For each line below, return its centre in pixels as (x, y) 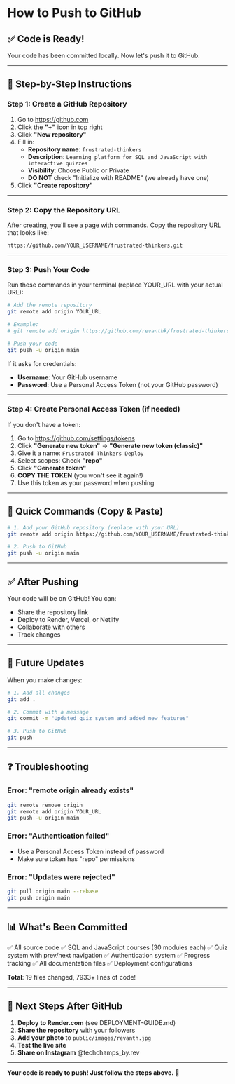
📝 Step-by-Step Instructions (70, 84)
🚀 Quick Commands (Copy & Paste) (85, 511)
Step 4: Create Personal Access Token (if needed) (94, 409)
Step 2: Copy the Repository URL (64, 210)
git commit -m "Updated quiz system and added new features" (98, 719)
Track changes (39, 634)
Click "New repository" (52, 134)
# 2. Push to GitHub (37, 547)
